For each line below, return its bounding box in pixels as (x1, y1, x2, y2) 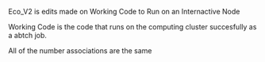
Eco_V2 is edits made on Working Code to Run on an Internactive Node (8, 7, 240, 16)
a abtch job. (8, 31, 48, 40)
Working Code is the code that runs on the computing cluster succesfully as (8, 22, 257, 31)
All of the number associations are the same (8, 46, 152, 55)
